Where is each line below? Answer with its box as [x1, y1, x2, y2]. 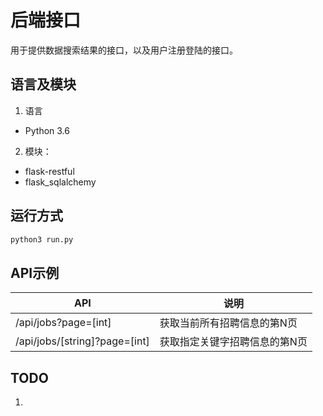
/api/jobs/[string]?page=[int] [15, 334, 150, 348]
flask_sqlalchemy [24, 176, 97, 188]
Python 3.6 [24, 124, 70, 136]
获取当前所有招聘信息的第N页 [159, 316, 298, 330]
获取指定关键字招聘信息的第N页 [159, 335, 308, 349]
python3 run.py [10, 234, 74, 245]
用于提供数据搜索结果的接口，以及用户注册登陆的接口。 [10, 44, 238, 56]
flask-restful [24, 165, 75, 177]
